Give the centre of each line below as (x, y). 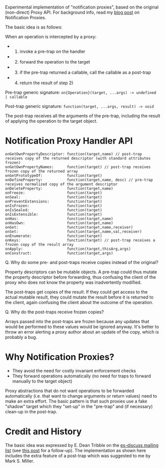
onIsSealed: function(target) (54, 210)
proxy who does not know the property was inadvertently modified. (73, 282)
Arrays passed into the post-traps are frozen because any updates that (77, 321)
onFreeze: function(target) (54, 193)
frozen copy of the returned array (42, 171)
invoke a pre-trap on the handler (52, 51)
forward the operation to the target (55, 62)
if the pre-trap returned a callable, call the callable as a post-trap (85, 72)
